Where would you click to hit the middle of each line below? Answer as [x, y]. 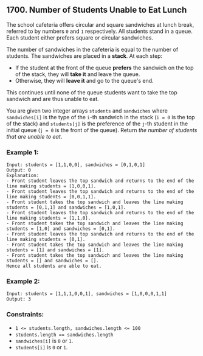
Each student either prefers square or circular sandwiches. [80, 37]
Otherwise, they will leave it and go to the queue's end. [84, 80]
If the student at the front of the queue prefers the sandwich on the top [104, 68]
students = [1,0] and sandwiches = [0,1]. [61, 229]
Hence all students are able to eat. [54, 266]
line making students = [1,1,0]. [49, 218]
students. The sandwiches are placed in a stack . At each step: [84, 56]
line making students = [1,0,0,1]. [51, 186]
